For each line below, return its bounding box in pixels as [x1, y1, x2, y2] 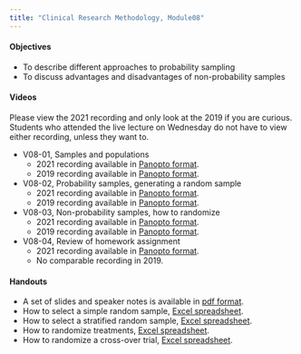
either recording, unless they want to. [9, 132, 150, 143]
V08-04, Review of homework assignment [22, 236, 181, 247]
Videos [9, 92, 37, 103]
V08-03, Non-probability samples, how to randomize [22, 207, 220, 218]
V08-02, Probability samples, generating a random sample [22, 178, 242, 189]
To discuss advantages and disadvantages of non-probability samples [22, 71, 286, 82]
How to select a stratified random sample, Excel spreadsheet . [22, 315, 253, 327]
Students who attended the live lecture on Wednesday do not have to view [9, 122, 287, 133]
